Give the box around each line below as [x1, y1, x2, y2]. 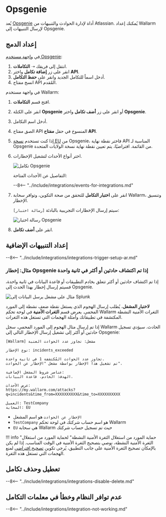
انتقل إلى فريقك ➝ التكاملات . [13, 63, 67, 69]
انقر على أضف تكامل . [13, 227, 53, 233]
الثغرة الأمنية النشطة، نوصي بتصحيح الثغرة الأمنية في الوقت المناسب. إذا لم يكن [6, 439, 153, 446]
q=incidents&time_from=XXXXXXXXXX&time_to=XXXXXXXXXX [6, 392, 121, 397]
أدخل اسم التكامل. [13, 118, 48, 124]
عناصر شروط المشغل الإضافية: [6, 370, 65, 375]
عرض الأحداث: [6, 383, 31, 388]
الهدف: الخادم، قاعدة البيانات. [6, 374, 73, 379]
